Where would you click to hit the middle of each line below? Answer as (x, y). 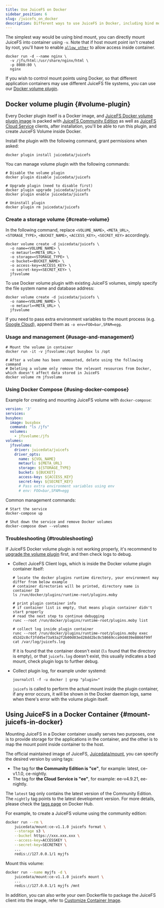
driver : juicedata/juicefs (42, 450)
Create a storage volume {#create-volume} (58, 219)
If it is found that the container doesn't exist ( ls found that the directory (84, 651)
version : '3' (19, 409)
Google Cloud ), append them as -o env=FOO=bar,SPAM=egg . (64, 324)
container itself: (28, 569)
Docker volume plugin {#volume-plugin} (68, 104)
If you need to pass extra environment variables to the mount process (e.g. (80, 319)
